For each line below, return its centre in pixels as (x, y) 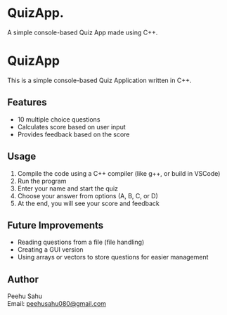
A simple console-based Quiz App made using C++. (83, 32)
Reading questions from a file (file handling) (81, 242)
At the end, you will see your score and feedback (89, 203)
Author (23, 279)
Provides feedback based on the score (73, 134)
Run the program (42, 181)
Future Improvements (56, 225)
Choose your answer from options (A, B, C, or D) (87, 195)
